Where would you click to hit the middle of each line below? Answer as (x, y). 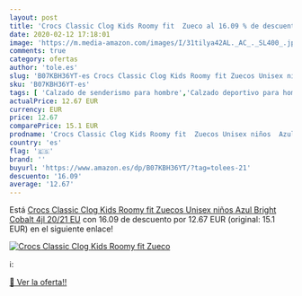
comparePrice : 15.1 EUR (54, 126)
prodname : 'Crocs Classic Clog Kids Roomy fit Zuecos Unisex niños (140, 135)
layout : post (34, 17)
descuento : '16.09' (46, 176)
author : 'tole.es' (44, 68)
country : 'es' (36, 143)
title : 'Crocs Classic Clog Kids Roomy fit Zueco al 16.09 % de (134, 26)
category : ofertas (44, 59)
